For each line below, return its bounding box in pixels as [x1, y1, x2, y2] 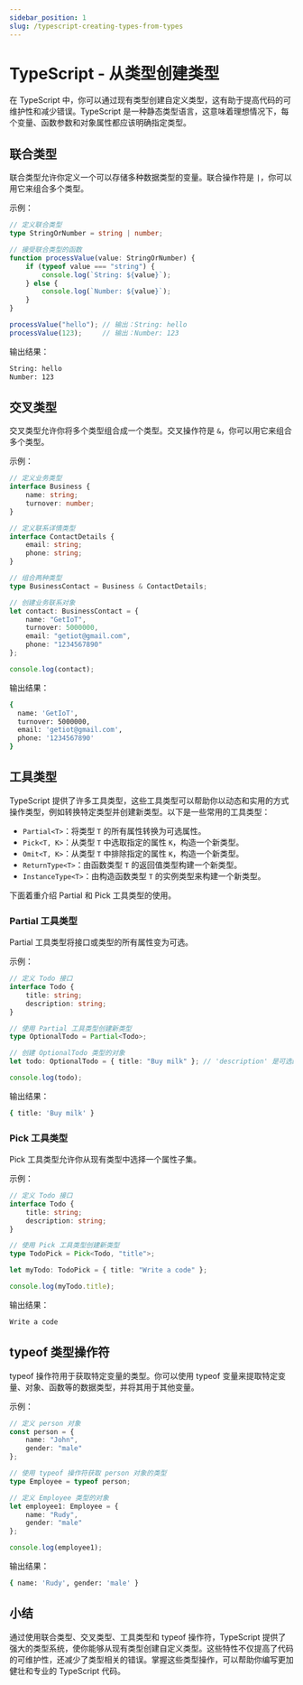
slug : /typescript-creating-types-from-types [9, 22, 183, 31]
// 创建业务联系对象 [9, 597, 76, 607]
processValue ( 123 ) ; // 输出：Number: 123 [9, 329, 179, 338]
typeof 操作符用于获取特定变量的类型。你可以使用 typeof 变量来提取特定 [9, 1370, 278, 1381]
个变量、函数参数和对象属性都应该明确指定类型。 [9, 117, 191, 128]
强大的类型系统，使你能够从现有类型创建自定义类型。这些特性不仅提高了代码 [9, 1643, 294, 1653]
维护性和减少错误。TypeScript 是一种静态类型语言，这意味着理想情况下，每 [9, 106, 289, 117]
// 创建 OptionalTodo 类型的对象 [9, 1049, 125, 1058]
